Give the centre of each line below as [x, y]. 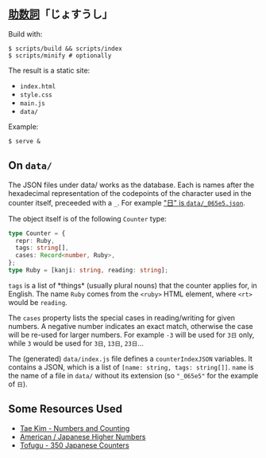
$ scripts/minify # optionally [60, 55]
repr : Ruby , [35, 241]
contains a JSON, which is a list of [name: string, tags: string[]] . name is [131, 367]
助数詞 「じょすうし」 [60, 14]
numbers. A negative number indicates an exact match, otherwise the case [131, 326]
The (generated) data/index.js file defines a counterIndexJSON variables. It [130, 358]
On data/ [30, 166]
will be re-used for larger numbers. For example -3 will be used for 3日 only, [131, 335]
